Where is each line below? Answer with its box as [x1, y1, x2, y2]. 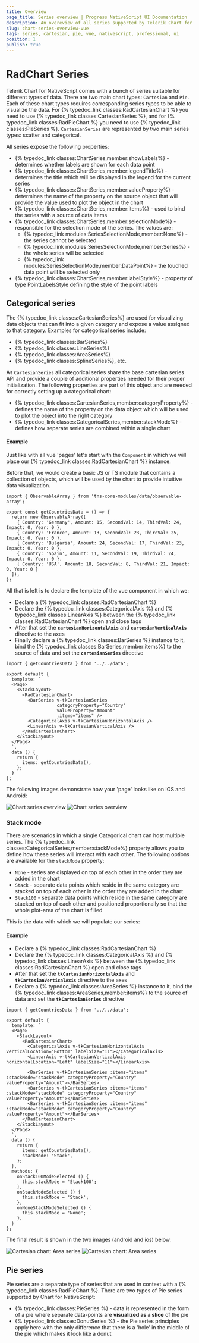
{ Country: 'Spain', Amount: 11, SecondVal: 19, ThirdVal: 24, [17, 550, 177, 556]
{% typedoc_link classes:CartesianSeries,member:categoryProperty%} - [14, 399, 193, 406]
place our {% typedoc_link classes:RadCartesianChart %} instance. [6, 458, 171, 465]
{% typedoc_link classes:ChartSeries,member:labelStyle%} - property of [14, 274, 193, 281]
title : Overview [6, 8, 46, 15]
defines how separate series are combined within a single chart [14, 424, 170, 431]
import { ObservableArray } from [6, 493, 89, 499]
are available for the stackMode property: [6, 857, 105, 865]
